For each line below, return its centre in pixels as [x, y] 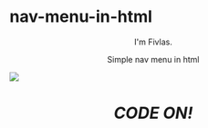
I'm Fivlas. [153, 42]
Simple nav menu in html [153, 59]
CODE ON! [153, 113]
